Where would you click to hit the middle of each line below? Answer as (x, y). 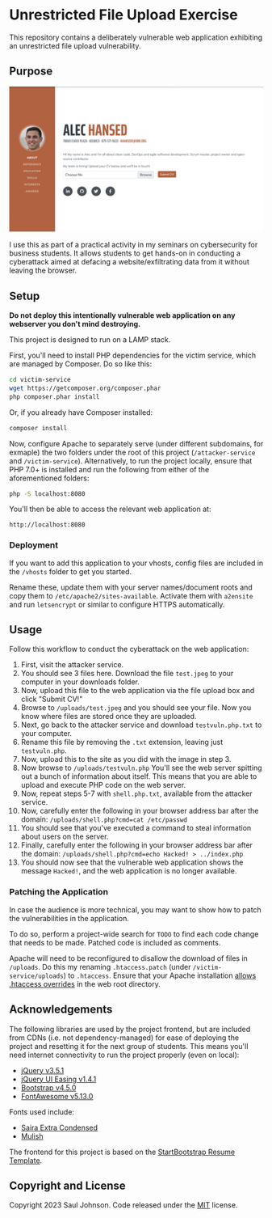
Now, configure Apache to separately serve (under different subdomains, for (136, 443)
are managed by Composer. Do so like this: (81, 364)
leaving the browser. (43, 271)
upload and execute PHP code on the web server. (103, 785)
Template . (26, 1160)
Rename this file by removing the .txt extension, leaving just (122, 742)
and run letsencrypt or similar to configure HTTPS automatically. (117, 604)
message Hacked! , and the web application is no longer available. (129, 871)
